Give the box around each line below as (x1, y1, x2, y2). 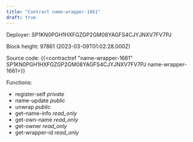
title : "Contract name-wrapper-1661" (6, 8, 101, 15)
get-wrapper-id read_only (14, 129, 79, 136)
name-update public (14, 97, 66, 104)
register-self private (14, 90, 65, 97)
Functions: (6, 79, 32, 86)
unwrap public (14, 103, 51, 110)
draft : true (6, 14, 36, 20)
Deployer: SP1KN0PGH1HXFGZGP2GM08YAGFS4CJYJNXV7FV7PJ (6, 31, 172, 38)
